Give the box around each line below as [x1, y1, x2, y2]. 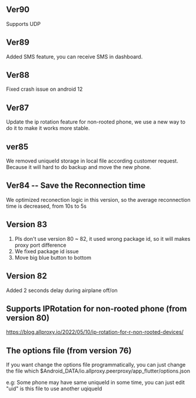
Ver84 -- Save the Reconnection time [6, 181, 146, 191]
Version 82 [6, 271, 47, 281]
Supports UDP [6, 20, 41, 27]
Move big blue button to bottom [14, 254, 91, 261]
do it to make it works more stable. [6, 125, 90, 132]
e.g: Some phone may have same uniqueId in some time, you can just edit [6, 379, 185, 386]
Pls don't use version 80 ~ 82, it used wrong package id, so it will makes [14, 235, 191, 242]
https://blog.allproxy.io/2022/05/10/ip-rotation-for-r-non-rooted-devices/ [6, 329, 184, 336]
